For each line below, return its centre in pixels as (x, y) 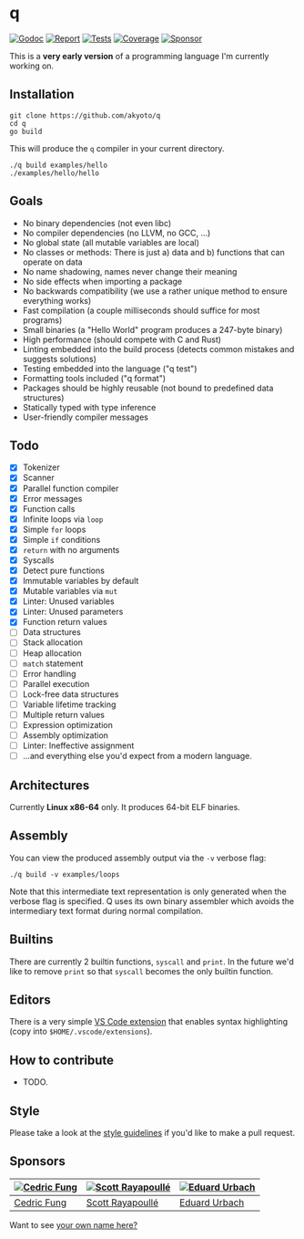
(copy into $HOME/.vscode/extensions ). (81, 1031)
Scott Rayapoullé (122, 1203)
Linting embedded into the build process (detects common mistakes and (158, 349)
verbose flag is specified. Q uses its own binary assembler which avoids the (152, 901)
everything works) (57, 300)
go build (26, 131)
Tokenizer (41, 467)
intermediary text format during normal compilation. (106, 911)
